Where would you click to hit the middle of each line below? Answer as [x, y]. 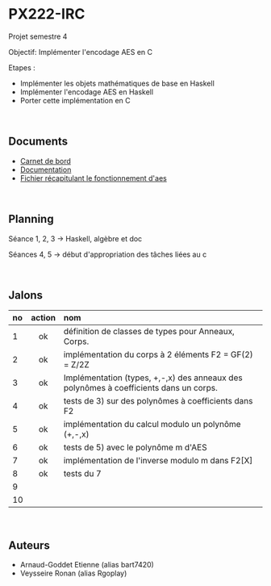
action [44, 318]
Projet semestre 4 [38, 36]
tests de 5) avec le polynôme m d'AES [135, 447]
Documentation [46, 170]
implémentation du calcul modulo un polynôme [152, 425]
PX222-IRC [47, 14]
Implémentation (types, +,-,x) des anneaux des [153, 378]
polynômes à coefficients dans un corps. [140, 388]
